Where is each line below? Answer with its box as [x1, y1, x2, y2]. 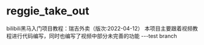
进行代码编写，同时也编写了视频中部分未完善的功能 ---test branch [11, 32, 178, 40]
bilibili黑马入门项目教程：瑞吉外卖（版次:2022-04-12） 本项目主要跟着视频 [6, 25, 193, 32]
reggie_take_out [6, 4, 90, 18]
